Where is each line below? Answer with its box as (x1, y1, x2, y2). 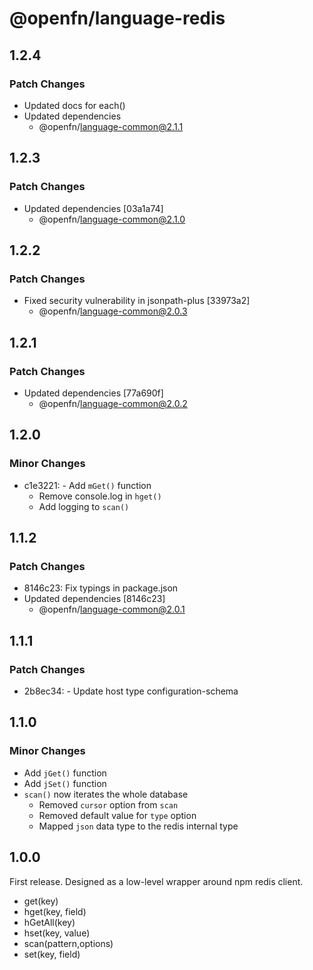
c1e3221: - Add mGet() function (23, 479, 152, 491)
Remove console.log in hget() (38, 490, 162, 502)
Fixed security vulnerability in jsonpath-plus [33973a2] (23, 295, 251, 307)
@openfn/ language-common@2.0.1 (38, 603, 186, 616)
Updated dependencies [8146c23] (23, 593, 166, 605)
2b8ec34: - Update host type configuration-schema (23, 685, 239, 697)
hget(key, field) (23, 905, 87, 917)
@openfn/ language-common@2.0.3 (38, 305, 188, 317)
